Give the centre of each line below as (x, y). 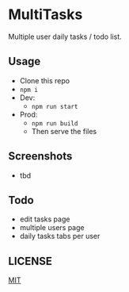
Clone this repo (44, 80)
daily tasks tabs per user (60, 236)
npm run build (55, 123)
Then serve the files (64, 131)
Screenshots (40, 156)
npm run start (55, 106)
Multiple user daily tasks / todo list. (65, 36)
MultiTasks (46, 15)
